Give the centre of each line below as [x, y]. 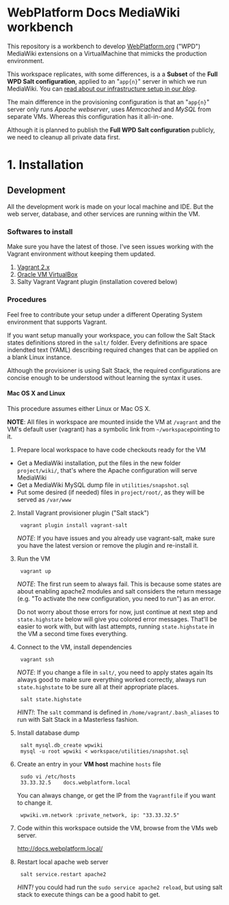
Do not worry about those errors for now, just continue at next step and [117, 611]
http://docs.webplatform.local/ [60, 848]
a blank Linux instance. [39, 357]
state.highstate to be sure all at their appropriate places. [98, 687]
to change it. [35, 802]
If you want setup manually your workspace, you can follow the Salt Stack [111, 335]
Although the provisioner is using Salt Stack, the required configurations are [114, 370]
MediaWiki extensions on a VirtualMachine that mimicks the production [107, 54]
